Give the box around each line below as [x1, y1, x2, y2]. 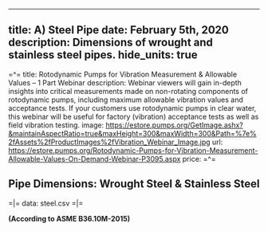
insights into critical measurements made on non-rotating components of [8, 86, 249, 96]
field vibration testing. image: [8, 120, 104, 130]
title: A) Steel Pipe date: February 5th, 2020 [8, 23, 230, 37]
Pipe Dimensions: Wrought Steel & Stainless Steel [8, 177, 260, 191]
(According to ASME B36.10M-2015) [8, 213, 130, 223]
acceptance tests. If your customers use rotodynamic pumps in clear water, [8, 103, 257, 112]
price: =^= [182, 154, 216, 163]
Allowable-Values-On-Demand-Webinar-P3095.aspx [8, 154, 181, 163]
